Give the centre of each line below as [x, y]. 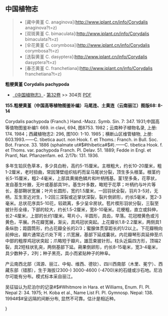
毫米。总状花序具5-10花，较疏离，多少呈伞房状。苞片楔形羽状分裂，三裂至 [82, 203]
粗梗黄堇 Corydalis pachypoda [37, 84]
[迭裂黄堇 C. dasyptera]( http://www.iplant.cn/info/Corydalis [86, 56]
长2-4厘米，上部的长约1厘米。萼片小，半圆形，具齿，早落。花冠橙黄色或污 [82, 215]
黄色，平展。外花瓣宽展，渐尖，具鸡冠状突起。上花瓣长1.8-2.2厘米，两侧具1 [83, 222]
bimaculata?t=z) [41, 39]
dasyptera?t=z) [40, 62]
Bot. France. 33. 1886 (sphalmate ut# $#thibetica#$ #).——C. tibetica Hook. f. [84, 144]
